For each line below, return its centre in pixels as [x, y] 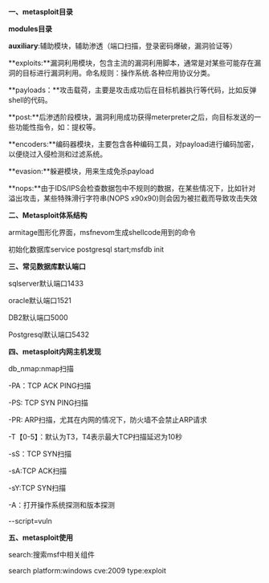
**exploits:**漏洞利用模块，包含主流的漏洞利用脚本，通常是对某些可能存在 [131, 63]
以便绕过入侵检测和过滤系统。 [57, 154]
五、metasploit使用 [41, 537]
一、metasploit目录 [41, 12]
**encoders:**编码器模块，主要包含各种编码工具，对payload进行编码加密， [133, 144]
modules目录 [30, 29]
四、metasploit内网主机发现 [55, 352]
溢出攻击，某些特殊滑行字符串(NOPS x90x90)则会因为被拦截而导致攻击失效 [133, 198]
